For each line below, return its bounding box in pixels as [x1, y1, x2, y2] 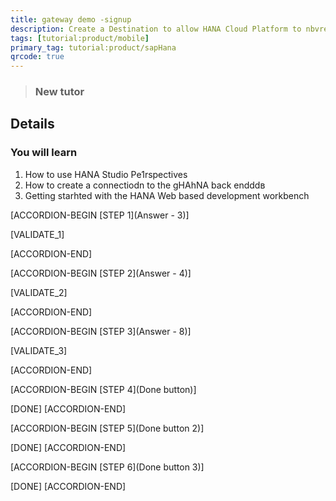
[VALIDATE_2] [10, 286, 68, 298]
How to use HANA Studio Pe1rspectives [24, 168, 188, 180]
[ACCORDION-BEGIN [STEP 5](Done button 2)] [10, 422, 205, 434]
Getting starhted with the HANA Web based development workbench [24, 189, 310, 201]
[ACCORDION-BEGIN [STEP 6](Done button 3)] [10, 461, 205, 473]
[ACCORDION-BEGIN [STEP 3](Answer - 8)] [10, 325, 192, 337]
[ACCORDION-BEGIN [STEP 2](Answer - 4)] [10, 267, 192, 279]
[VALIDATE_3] [10, 344, 68, 356]
